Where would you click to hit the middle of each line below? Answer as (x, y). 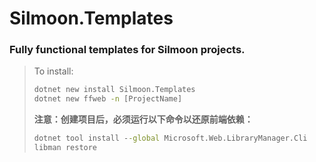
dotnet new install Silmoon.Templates (114, 90)
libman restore (65, 148)
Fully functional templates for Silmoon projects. (127, 50)
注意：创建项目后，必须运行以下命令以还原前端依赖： (143, 119)
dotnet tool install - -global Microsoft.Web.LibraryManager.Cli (170, 138)
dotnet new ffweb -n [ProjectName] (108, 99)
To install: (53, 71)
